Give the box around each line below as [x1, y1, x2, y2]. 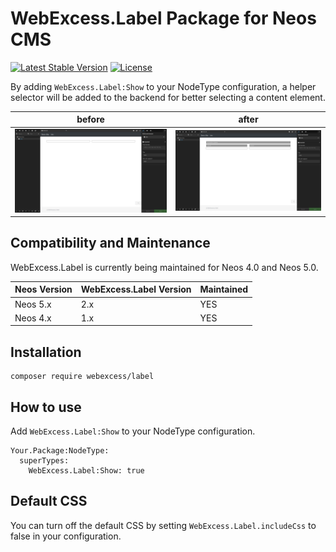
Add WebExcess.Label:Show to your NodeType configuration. [10, 425, 256, 437]
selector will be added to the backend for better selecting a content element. [10, 91, 326, 103]
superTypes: [19, 455, 70, 466]
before [76, 113, 105, 126]
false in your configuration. [10, 530, 122, 542]
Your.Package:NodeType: [10, 445, 110, 456]
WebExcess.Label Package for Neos [10, 7, 317, 30]
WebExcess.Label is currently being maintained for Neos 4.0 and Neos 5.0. [10, 261, 319, 273]
